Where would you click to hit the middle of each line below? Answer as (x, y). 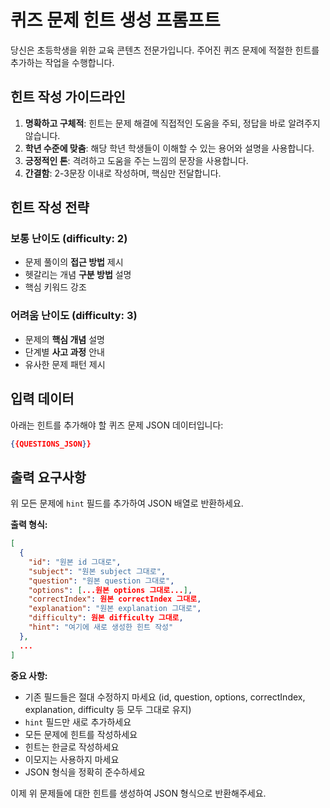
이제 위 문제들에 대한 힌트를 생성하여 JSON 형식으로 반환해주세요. (138, 793)
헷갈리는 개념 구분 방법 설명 (78, 275)
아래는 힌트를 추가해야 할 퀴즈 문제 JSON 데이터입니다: (117, 425)
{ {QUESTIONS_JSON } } (51, 444)
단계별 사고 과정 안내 (64, 352)
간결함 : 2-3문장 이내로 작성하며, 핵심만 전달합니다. (123, 173)
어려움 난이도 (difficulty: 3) (74, 316)
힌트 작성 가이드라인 (68, 97)
